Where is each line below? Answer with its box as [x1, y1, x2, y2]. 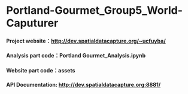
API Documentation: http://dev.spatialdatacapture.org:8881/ [6, 81, 161, 88]
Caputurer [6, 16, 59, 30]
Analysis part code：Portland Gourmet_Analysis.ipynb [6, 52, 146, 59]
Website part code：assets [6, 66, 75, 74]
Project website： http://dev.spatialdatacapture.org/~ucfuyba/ [6, 37, 166, 44]
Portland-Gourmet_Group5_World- [6, 4, 183, 17]
